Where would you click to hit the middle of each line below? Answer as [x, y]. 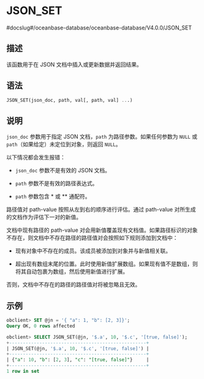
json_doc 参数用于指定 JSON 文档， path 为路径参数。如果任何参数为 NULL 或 [102, 137]
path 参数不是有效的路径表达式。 [56, 183]
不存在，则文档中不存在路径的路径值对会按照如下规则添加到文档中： [92, 238]
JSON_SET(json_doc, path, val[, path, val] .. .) [70, 100]
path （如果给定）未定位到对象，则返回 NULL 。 [64, 144]
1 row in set [23, 372]
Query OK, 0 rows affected [41, 326]
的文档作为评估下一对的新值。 [44, 217]
